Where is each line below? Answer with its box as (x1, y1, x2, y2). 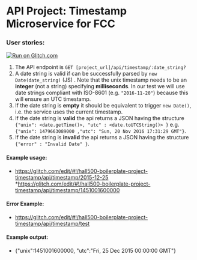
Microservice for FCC (6, 17, 116, 31)
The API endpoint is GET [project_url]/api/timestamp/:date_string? (14, 64, 186, 71)
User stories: (6, 38, 45, 47)
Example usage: (6, 154, 47, 162)
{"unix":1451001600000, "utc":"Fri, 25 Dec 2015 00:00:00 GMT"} (14, 247, 176, 255)
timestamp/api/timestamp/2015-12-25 (14, 174, 109, 181)
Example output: (6, 234, 49, 241)
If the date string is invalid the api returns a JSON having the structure (14, 134, 189, 141)
